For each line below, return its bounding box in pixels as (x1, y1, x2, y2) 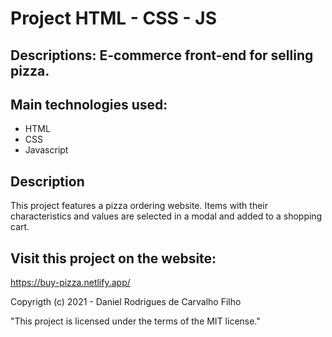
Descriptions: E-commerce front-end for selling (10, 47, 314, 64)
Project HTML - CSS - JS (10, 7, 217, 30)
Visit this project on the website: (10, 250, 217, 267)
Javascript (24, 144, 69, 156)
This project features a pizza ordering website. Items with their (10, 200, 268, 212)
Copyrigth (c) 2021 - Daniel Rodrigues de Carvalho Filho (10, 296, 242, 308)
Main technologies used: (10, 96, 168, 113)
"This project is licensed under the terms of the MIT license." (10, 315, 261, 327)
